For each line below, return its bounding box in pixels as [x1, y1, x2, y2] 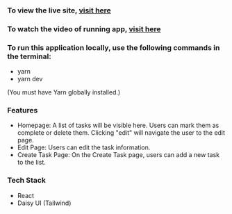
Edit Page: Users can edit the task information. [17, 143, 151, 151]
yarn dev [17, 75, 43, 83]
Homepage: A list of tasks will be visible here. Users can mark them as [17, 121, 219, 130]
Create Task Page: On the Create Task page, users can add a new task [17, 151, 220, 159]
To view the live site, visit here [7, 6, 111, 15]
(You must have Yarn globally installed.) [7, 88, 121, 97]
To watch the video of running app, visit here [7, 24, 161, 33]
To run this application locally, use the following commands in [7, 42, 220, 52]
